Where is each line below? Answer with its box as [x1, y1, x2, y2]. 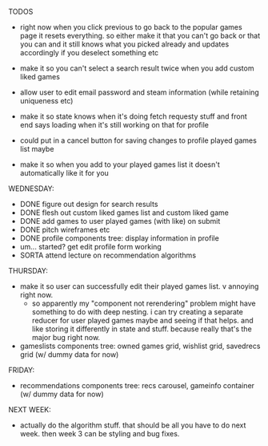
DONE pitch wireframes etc [19, 225, 110, 234]
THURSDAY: [8, 266, 48, 275]
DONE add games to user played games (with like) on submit [19, 217, 221, 225]
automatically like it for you [19, 168, 110, 177]
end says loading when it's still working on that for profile [19, 120, 210, 129]
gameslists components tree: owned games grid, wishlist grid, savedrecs [19, 341, 261, 351]
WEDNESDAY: [8, 184, 54, 193]
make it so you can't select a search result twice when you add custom [19, 63, 254, 73]
